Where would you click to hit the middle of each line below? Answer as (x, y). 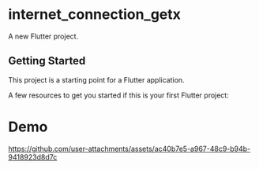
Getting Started (47, 61)
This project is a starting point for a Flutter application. (96, 79)
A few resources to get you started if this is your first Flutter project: (118, 95)
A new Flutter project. (43, 36)
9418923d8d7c (33, 157)
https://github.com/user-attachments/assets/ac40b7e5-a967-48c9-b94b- (129, 149)
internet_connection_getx (95, 15)
